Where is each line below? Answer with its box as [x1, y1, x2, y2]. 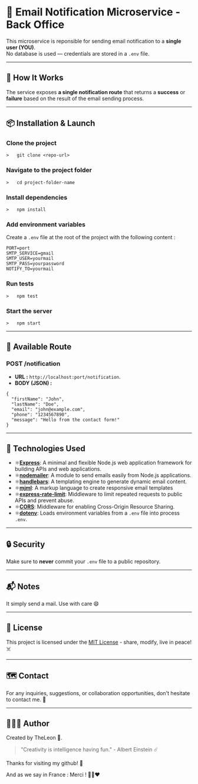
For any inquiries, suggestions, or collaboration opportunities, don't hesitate [6, 689, 190, 696]
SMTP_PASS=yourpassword [6, 261, 65, 267]
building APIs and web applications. [14, 465, 102, 473]
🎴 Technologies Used [6, 444, 85, 454]
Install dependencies [6, 193, 68, 201]
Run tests [6, 279, 34, 288]
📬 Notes [6, 581, 40, 592]
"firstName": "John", [11, 396, 65, 402]
